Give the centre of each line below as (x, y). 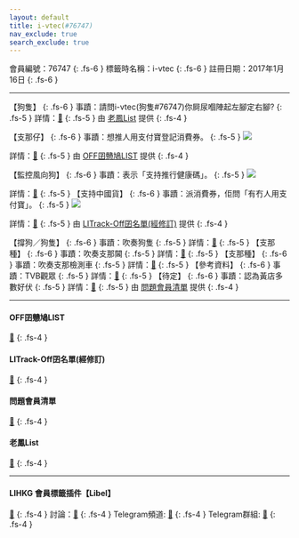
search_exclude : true (49, 42)
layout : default (39, 17)
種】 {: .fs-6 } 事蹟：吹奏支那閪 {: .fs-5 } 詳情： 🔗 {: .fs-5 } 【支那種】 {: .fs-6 (148, 253)
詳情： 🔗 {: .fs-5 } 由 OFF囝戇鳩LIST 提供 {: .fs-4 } (99, 156)
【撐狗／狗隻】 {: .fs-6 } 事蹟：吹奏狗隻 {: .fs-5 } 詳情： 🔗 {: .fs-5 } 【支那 (142, 243)
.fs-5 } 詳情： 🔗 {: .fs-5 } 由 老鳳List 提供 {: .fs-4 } (98, 118)
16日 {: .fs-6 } (34, 80)
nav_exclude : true (43, 34)
